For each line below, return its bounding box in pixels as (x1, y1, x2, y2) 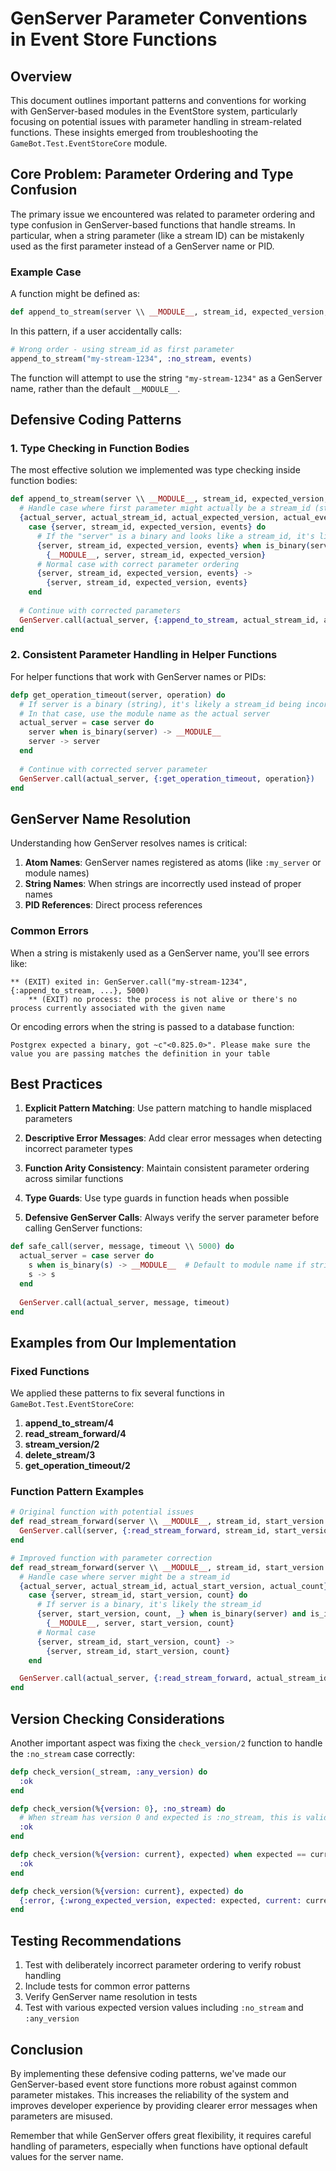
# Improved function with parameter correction (10, 1553, 213, 1563)
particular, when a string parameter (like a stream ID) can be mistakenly (10, 229, 305, 241)
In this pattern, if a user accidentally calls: (10, 325, 182, 337)
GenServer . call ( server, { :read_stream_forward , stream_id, (19, 1526, 271, 1536)
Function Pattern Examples (10, 1485, 145, 1498)
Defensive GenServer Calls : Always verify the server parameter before (24, 1212, 320, 1224)
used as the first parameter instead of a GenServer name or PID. (10, 240, 275, 252)
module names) (24, 867, 90, 879)
